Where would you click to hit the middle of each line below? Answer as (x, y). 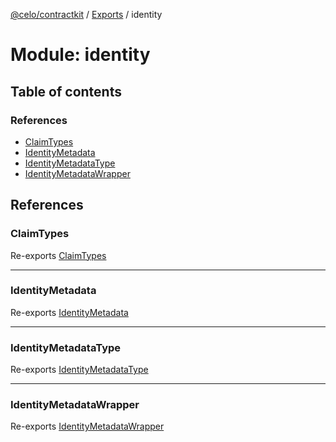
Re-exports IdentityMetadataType (79, 370)
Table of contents (66, 91)
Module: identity (80, 55)
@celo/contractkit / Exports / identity (86, 14)
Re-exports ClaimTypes (58, 255)
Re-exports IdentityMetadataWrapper (87, 426)
